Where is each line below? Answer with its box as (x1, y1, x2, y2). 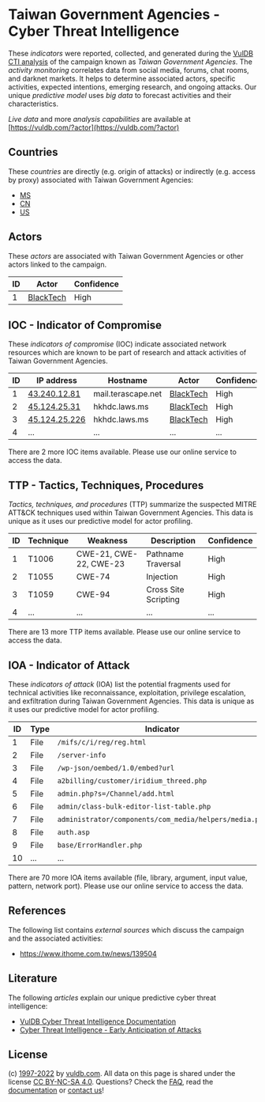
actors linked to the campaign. (8, 259, 107, 269)
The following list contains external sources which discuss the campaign (8, 925, 244, 934)
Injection (145, 571, 179, 582)
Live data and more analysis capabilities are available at (8, 114, 191, 123)
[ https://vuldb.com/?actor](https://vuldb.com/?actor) (8, 123, 180, 132)
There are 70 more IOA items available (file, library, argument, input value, (8, 873, 248, 882)
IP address (36, 375, 77, 386)
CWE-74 (76, 571, 110, 582)
